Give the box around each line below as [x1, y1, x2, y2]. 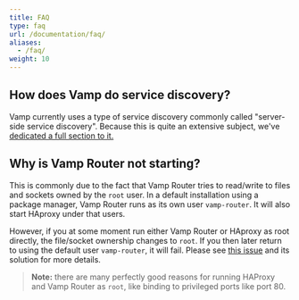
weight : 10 [9, 54, 50, 63]
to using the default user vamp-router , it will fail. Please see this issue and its [9, 245, 290, 255]
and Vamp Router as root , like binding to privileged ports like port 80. [30, 280, 287, 291]
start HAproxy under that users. [9, 208, 126, 219]
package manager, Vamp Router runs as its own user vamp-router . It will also [9, 198, 291, 210]
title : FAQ [9, 12, 50, 22]
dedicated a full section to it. [9, 130, 114, 141]
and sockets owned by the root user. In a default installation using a [9, 189, 259, 200]
